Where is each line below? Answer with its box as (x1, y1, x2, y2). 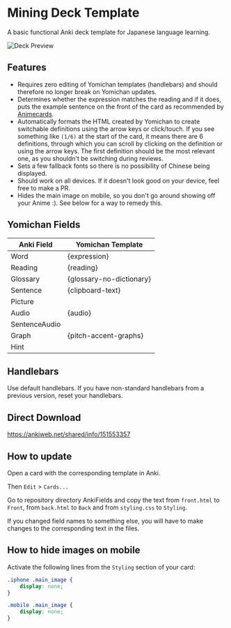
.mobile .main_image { (7, 602, 73, 609)
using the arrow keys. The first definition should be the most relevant (17, 146, 216, 155)
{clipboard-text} (67, 285, 121, 295)
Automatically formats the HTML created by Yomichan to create (17, 117, 200, 125)
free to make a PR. (17, 183, 71, 192)
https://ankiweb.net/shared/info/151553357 (7, 430, 131, 438)
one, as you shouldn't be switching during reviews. (17, 154, 164, 162)
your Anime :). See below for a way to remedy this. (17, 199, 163, 207)
